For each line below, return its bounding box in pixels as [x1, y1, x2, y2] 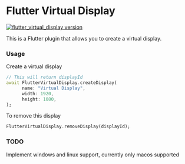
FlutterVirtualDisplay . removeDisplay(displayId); [6, 123, 131, 130]
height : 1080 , [21, 96, 57, 102]
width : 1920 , [21, 91, 54, 96]
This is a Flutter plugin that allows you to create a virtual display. [6, 35, 162, 42]
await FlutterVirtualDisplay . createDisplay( [6, 80, 117, 86]
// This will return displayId [6, 75, 83, 81]
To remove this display [6, 112, 61, 119]
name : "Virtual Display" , [21, 85, 85, 91]
